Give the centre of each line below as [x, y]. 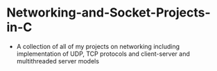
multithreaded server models [58, 61]
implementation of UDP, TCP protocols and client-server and [103, 54]
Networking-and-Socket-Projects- [108, 13]
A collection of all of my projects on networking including [98, 46]
